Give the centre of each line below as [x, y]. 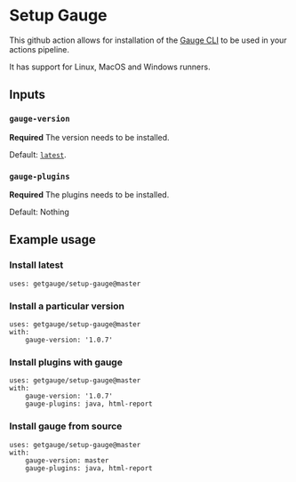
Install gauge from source [66, 426]
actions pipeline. [39, 49]
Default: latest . [38, 154]
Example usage [52, 240]
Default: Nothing [39, 212]
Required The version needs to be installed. [90, 137]
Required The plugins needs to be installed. [89, 194]
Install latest [36, 265]
